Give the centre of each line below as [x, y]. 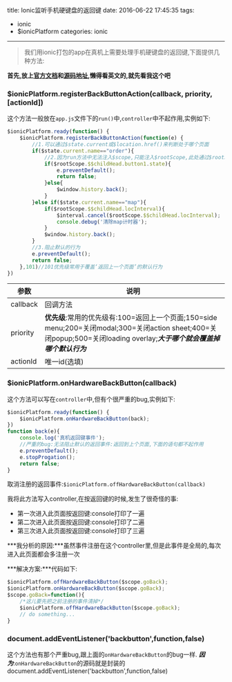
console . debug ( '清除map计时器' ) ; [102, 222]
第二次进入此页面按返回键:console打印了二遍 [81, 522]
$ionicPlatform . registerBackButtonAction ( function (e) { [102, 138]
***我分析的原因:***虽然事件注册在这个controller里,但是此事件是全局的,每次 [114, 546]
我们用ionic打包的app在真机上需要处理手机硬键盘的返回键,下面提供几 [122, 52]
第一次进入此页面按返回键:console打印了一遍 [81, 514]
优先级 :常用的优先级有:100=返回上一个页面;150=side [131, 318]
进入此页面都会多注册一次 [43, 554]
